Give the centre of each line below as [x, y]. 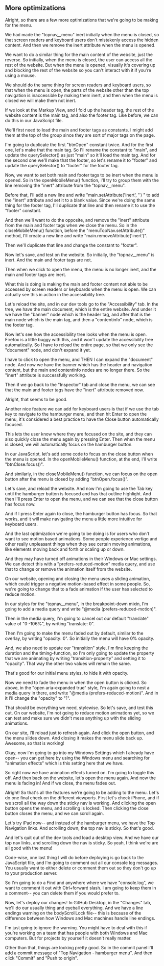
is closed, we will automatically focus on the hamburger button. [69, 444]
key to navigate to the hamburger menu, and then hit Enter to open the [76, 414]
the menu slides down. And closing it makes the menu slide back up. [74, 738]
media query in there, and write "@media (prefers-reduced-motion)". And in [82, 693]
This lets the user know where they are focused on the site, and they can [79, 434]
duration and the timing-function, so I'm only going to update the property [80, 653]
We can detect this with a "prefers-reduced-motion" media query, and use [80, 564]
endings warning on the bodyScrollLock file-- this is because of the [73, 913]
